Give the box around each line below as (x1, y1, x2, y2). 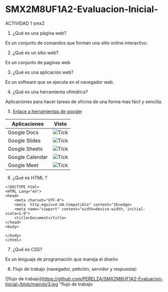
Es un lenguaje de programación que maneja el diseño (5, 256, 119, 262)
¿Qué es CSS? (12, 246, 42, 252)
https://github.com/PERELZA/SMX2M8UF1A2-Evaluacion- (42, 275, 163, 281)
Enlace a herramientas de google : (12, 108, 83, 114)
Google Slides (8, 137, 41, 144)
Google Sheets (8, 145, 43, 152)
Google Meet (8, 162, 39, 169)
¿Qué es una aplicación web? (12, 69, 74, 75)
